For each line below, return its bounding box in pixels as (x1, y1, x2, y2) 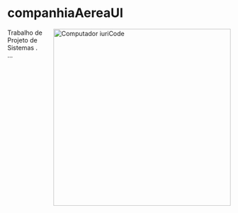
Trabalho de (7, 28, 42, 37)
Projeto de (7, 35, 38, 44)
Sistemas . (7, 43, 38, 52)
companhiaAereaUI (7, 5, 124, 21)
